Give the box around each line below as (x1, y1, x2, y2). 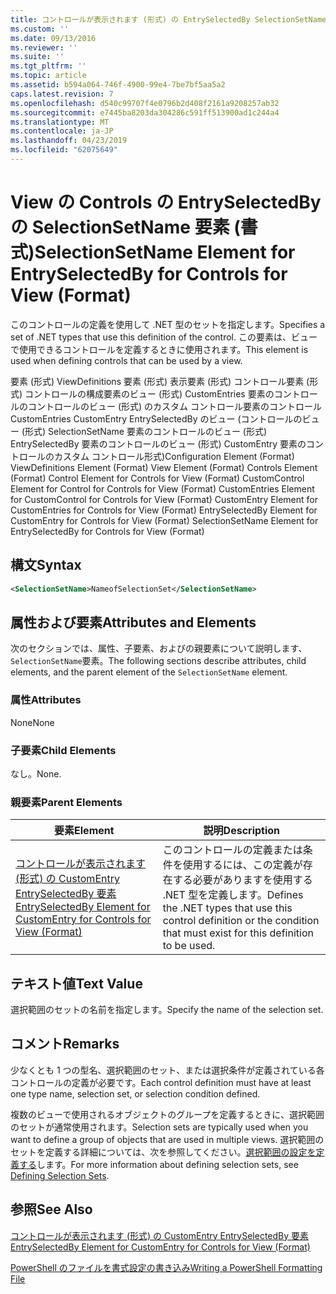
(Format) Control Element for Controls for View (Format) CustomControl (10, 472, 305, 484)
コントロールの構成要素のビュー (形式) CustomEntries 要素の (24, 387, 275, 400)
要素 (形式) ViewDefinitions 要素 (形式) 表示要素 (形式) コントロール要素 (10, 375, 305, 387)
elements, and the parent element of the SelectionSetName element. (10, 666, 288, 678)
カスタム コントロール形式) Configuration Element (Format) (53, 450, 295, 462)
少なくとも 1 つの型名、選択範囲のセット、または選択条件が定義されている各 (10, 1064, 325, 1076)
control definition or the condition (162, 914, 320, 928)
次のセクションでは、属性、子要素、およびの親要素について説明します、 (10, 642, 308, 655)
